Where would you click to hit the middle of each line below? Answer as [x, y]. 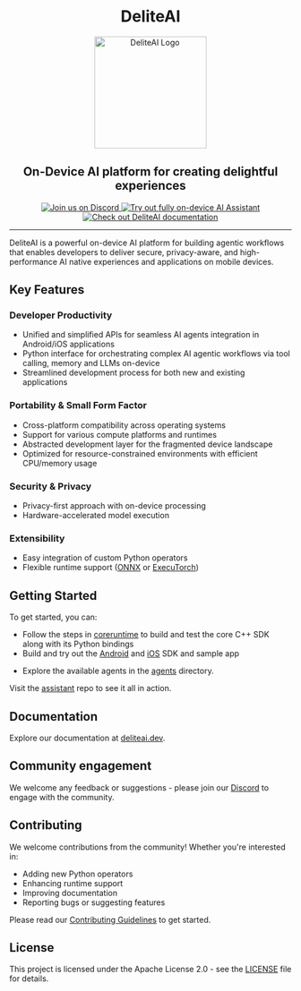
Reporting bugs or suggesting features [94, 902]
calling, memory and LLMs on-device [91, 363]
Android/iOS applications [68, 344]
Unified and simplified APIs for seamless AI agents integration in [141, 335]
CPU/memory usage [60, 463]
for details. [29, 978]
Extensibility [37, 538]
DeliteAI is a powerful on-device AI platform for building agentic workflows [147, 243]
